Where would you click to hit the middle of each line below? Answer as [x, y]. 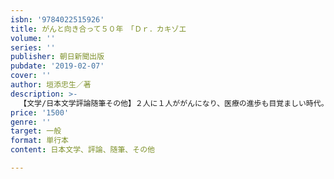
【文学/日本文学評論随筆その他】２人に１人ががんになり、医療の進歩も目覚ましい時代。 [174, 103]
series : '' [33, 47]
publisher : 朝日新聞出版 [57, 57]
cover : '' [31, 76]
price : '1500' [40, 112]
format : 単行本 [39, 141]
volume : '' [33, 38]
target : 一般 [36, 131]
